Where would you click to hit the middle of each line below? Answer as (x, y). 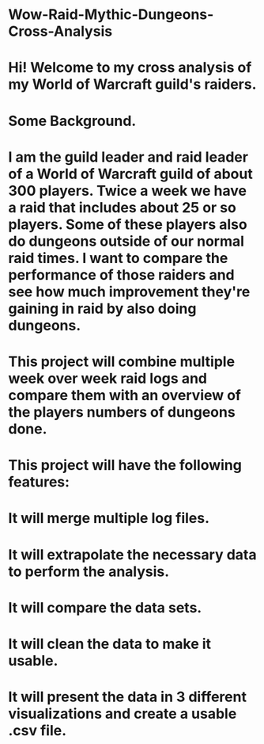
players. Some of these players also (128, 224)
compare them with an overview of (125, 395)
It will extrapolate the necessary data (132, 554)
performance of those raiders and (121, 275)
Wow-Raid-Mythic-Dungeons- (111, 15)
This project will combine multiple (122, 361)
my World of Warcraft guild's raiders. (132, 84)
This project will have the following (125, 465)
